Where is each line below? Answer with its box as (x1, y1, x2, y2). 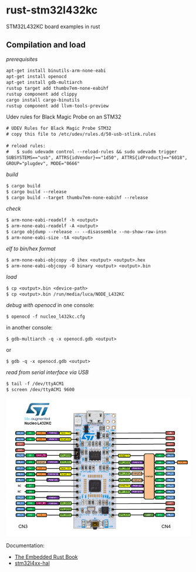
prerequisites (6, 55, 38, 62)
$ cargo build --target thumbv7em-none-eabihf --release (6, 194, 148, 200)
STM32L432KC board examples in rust (6, 23, 100, 30)
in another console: (6, 324, 53, 331)
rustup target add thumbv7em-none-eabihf (6, 85, 109, 91)
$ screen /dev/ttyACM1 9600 (6, 386, 75, 392)
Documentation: (6, 541, 45, 549)
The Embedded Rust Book (14, 553, 78, 560)
